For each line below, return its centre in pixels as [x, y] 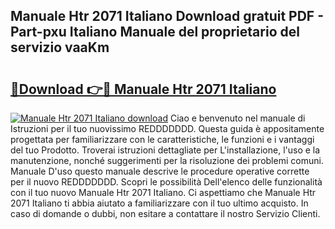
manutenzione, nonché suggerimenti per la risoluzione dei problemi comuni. [167, 160]
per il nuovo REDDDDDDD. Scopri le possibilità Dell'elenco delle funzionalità [166, 182]
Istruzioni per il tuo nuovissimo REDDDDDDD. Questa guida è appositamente [167, 128]
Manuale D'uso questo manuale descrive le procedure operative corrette [160, 171]
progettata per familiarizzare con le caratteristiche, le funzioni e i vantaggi [162, 139]
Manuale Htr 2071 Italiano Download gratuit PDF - [167, 16]
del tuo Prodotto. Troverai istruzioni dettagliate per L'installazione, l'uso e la [165, 150]
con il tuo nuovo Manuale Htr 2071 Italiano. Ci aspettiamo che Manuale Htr [163, 192]
